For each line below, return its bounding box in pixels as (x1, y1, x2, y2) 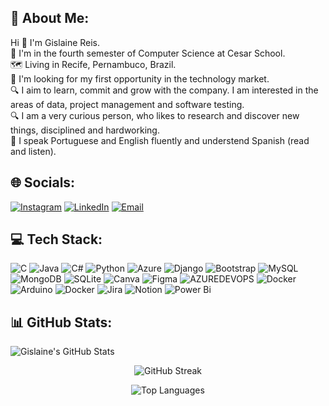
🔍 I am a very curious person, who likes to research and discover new (10, 109, 300, 121)
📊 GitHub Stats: (10, 314, 113, 331)
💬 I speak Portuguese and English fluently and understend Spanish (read (10, 134, 310, 146)
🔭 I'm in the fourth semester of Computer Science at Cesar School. (10, 47, 286, 59)
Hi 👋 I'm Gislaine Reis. (10, 36, 101, 48)
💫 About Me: (10, 10, 90, 27)
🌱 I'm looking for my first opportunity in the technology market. (10, 72, 270, 85)
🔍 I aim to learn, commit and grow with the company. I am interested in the (10, 84, 319, 96)
